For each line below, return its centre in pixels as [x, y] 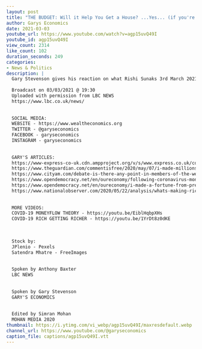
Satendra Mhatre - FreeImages [49, 252]
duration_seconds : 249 [35, 57]
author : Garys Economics [37, 23]
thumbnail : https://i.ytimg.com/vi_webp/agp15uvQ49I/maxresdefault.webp [99, 325]
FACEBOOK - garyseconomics [45, 135]
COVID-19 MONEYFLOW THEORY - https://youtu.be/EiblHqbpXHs [87, 213]
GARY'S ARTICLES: [33, 157]
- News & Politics [29, 68]
